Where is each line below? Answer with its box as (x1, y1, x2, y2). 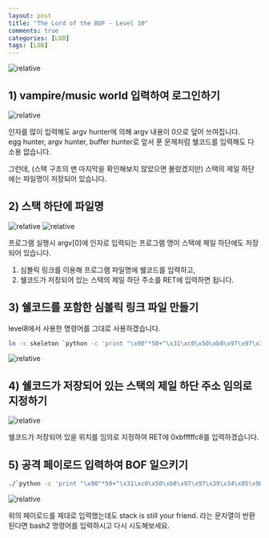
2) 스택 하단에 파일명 (8, 199, 104, 213)
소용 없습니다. (8, 147, 52, 156)
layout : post (8, 11, 52, 20)
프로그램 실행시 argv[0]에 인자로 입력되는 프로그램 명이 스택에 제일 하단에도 (8, 238, 244, 247)
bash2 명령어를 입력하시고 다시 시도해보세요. (29, 520, 171, 530)
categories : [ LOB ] (8, 34, 70, 42)
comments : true (8, 26, 59, 34)
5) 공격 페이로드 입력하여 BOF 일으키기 (8, 458, 188, 472)
